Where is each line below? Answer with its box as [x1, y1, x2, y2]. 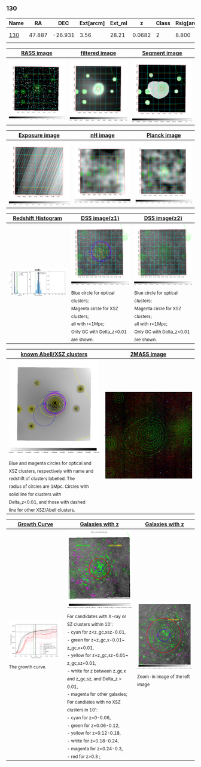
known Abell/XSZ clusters [20, 350, 88, 357]
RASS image [20, 50, 53, 57]
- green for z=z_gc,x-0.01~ [66, 637, 125, 643]
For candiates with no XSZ [66, 699, 121, 705]
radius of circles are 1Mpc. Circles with [8, 484, 89, 490]
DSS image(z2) [144, 215, 182, 222]
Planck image [146, 132, 181, 139]
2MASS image [130, 350, 166, 357]
